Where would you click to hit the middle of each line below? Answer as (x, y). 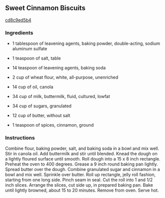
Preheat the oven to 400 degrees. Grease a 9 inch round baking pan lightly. (82, 164)
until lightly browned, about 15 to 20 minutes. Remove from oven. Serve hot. (82, 190)
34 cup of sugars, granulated (42, 106)
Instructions (20, 138)
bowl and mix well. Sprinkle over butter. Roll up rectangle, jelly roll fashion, (81, 175)
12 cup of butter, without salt (41, 116)
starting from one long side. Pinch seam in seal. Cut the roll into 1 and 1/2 (79, 180)
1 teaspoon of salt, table (36, 58)
